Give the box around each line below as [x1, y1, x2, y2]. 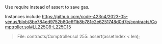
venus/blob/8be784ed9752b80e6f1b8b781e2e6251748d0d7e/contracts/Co [5, 19, 157, 24]
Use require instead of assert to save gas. [5, 4, 90, 10]
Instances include [5, 14, 41, 19]
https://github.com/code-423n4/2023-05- [41, 14, 128, 19]
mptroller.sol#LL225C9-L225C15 [5, 24, 71, 30]
